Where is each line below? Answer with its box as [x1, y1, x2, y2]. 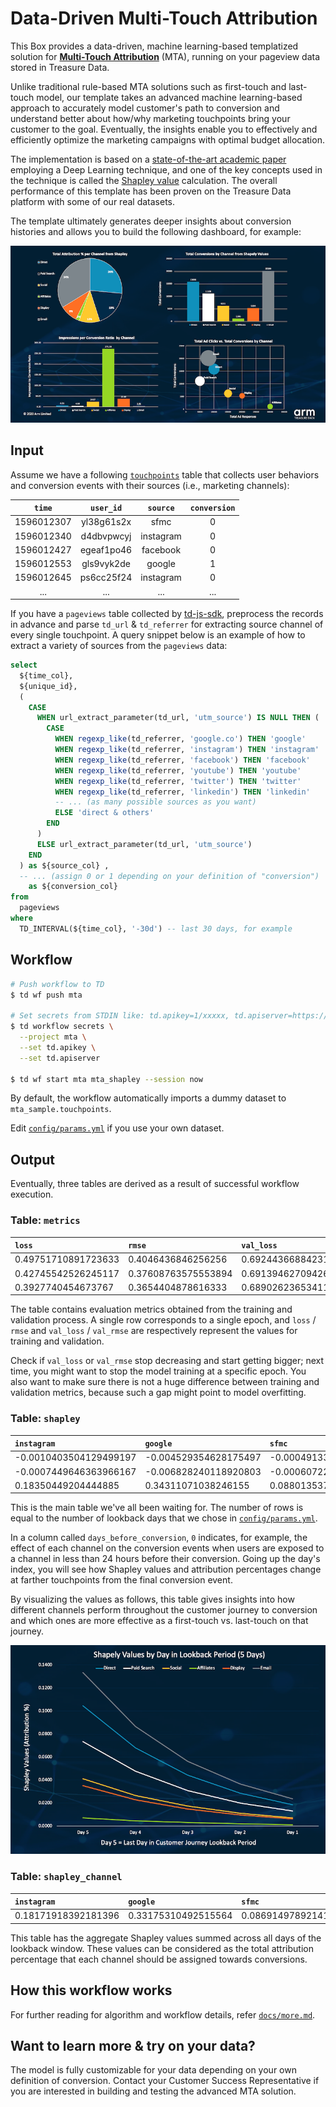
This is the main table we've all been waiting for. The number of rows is [10, 1502, 304, 1514]
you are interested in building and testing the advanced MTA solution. [10, 2085, 297, 2097]
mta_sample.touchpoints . [10, 1103, 112, 1115]
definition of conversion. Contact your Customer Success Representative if [10, 2075, 320, 2087]
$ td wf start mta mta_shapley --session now [10, 1074, 203, 1084]
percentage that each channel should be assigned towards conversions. [10, 1953, 308, 1965]
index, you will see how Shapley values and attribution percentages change [10, 1563, 322, 1576]
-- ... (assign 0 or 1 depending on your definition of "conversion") [19, 871, 320, 881]
